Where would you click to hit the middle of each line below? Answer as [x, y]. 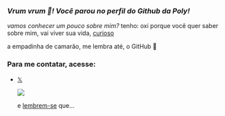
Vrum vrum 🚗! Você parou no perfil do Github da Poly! [98, 11]
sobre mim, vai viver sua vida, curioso [61, 33]
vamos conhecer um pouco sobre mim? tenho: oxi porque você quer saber [113, 26]
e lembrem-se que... [46, 105]
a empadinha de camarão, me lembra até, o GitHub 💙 [82, 47]
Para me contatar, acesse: [51, 65]
